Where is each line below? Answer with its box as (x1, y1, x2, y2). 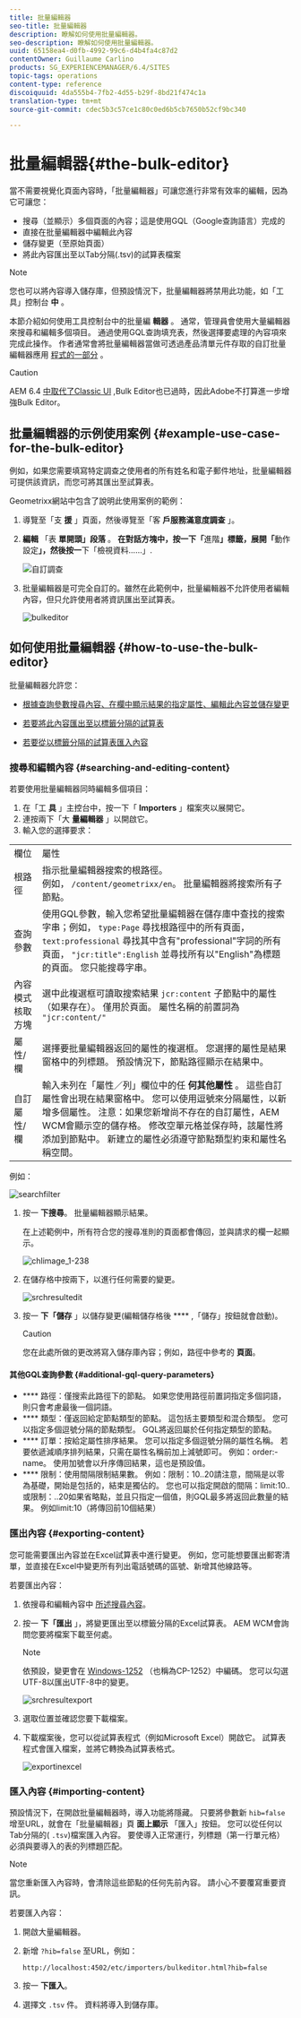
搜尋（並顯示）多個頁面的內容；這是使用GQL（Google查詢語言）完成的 (21, 216, 286, 227)
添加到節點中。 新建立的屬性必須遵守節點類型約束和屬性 (41, 1133, 278, 1145)
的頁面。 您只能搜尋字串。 (41, 962, 152, 974)
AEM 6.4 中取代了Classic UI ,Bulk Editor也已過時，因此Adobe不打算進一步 (9, 386, 282, 397)
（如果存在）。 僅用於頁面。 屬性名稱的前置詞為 (41, 1001, 240, 1013)
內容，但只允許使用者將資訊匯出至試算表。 (21, 594, 180, 605)
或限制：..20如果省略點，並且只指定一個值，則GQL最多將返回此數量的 (21, 1491, 281, 1502)
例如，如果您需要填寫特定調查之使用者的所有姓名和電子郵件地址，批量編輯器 (9, 465, 292, 476)
